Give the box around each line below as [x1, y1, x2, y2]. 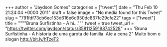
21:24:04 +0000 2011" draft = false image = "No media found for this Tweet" [5, 9, 163, 15]
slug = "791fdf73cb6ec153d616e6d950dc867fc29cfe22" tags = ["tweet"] [5, 15, 156, 20]
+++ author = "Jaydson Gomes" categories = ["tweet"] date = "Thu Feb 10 [5, 4, 158, 10]
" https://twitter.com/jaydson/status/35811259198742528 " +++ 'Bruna [5, 25, 148, 31]
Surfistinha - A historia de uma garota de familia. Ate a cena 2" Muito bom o [5, 31, 161, 36]
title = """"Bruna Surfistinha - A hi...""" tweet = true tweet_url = [5, 20, 135, 26]
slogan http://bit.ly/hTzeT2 [5, 36, 59, 42]
